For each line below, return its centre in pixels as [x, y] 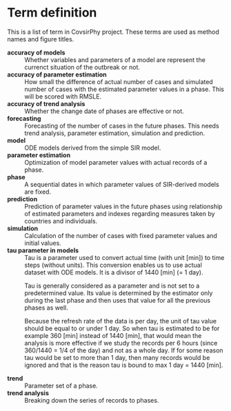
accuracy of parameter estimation [57, 74]
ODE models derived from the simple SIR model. [93, 148]
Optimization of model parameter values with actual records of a [116, 162]
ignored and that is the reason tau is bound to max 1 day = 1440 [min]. [124, 365]
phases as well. [46, 308]
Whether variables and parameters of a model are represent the [115, 59]
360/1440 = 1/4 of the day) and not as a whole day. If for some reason [124, 350]
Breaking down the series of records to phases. [92, 400]
